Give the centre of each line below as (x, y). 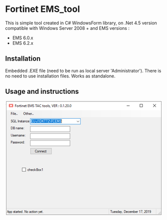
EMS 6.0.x (23, 38)
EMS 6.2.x (23, 43)
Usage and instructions (42, 92)
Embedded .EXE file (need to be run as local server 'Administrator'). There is (83, 71)
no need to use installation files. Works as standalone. (60, 76)
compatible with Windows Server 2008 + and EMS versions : (67, 28)
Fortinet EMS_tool (43, 9)
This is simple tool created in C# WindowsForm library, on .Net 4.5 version (81, 23)
